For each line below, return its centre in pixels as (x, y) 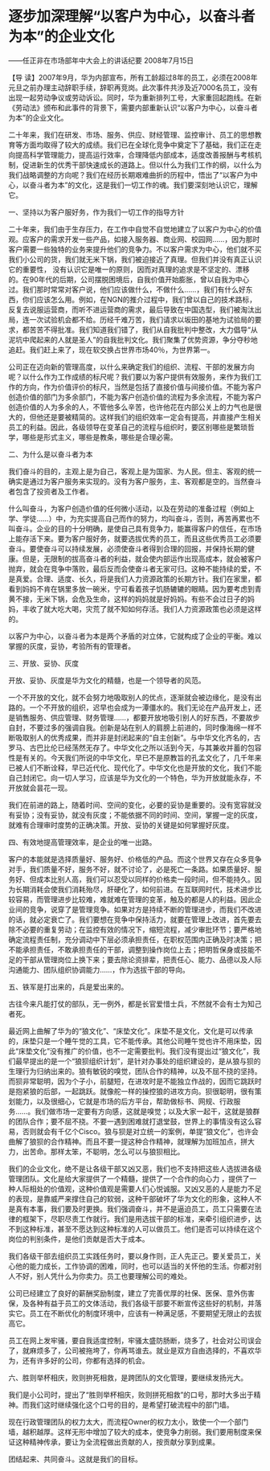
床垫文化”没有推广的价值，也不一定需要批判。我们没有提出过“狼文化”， (136, 1051)
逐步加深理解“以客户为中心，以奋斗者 (132, 16)
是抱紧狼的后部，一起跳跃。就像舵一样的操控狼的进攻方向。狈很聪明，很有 (131, 1091)
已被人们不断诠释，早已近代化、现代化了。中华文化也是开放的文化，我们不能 (135, 768)
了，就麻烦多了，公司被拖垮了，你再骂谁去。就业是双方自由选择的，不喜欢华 (135, 1350)
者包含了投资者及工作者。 (51, 491)
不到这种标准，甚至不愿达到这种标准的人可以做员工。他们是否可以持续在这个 (135, 1229)
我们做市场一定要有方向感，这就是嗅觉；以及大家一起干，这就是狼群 (147, 1111)
